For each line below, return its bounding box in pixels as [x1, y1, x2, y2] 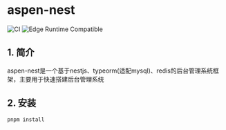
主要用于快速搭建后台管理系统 [19, 75, 104, 83]
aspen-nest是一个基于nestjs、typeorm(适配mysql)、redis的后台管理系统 [7, 66, 214, 75]
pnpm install [7, 116, 45, 123]
